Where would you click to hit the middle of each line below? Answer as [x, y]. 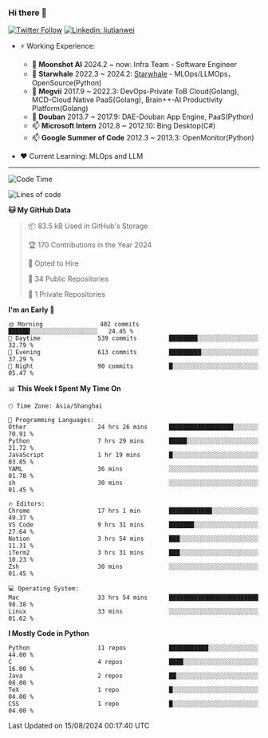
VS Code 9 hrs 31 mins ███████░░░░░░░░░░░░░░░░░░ [134, 525]
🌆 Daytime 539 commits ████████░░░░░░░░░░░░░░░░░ [134, 338]
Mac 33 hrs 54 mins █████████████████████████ [134, 598]
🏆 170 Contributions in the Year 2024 [90, 245]
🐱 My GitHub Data [40, 210]
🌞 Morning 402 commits [74, 325]
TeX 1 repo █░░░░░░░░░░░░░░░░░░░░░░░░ [134, 690]
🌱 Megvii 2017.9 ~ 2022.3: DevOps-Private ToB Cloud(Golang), [135, 92]
